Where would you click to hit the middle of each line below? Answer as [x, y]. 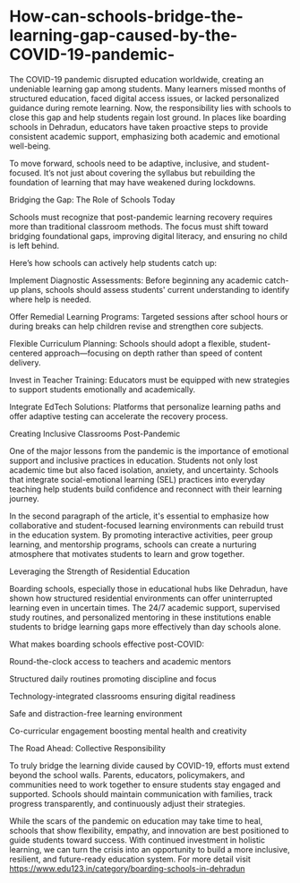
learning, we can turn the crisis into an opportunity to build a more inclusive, [150, 849]
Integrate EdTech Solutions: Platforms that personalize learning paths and [145, 407]
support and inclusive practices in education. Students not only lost [133, 460]
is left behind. [34, 245]
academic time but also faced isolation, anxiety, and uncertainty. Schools [144, 470]
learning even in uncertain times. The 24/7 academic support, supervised [145, 607]
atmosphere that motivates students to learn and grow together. [127, 553]
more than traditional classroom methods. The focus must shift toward [139, 227]
